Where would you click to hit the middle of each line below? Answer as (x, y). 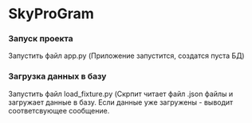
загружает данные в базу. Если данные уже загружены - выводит (121, 102)
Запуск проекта (41, 39)
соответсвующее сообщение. (59, 110)
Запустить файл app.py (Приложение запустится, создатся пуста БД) (126, 56)
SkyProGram (51, 14)
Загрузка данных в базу (57, 76)
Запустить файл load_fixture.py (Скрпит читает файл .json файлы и (121, 94)
